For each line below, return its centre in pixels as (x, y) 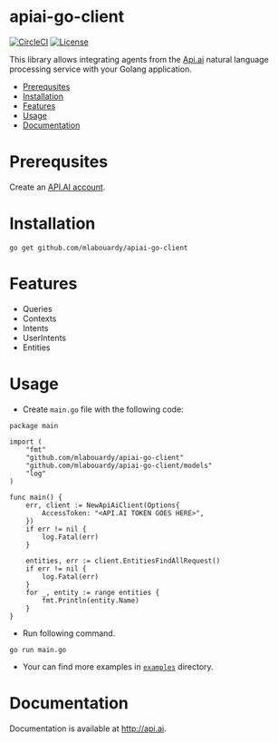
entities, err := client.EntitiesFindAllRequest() (123, 561)
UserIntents (44, 337)
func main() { (36, 497)
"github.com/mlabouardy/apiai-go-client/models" (119, 465)
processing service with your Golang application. (101, 69)
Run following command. (69, 633)
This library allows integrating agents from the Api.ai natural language (139, 59)
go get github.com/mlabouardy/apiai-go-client (99, 248)
